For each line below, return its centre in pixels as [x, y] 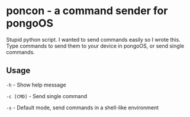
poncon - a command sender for [87, 11]
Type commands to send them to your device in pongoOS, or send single [95, 46]
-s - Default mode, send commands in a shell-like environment [82, 108]
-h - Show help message [36, 85]
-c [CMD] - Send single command [47, 96]
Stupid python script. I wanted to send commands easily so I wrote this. [93, 39]
